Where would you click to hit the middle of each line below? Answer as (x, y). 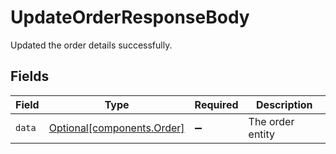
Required (216, 104)
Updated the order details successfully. (91, 45)
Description (284, 104)
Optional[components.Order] (116, 128)
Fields (30, 76)
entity (261, 134)
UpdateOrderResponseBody (130, 17)
